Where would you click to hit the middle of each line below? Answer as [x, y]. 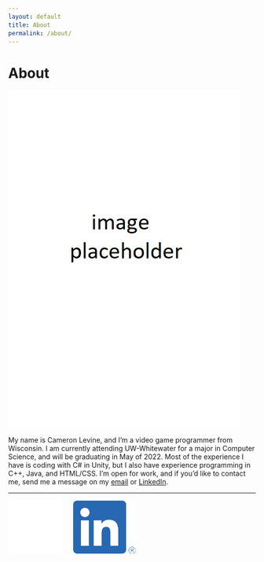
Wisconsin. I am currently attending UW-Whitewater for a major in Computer [132, 449]
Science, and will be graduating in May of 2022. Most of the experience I [126, 457]
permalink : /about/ [40, 33]
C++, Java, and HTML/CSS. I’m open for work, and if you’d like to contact [127, 474]
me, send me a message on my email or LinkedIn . [88, 482]
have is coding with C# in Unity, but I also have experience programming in [130, 465]
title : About [29, 25]
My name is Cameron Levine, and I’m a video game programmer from [121, 440]
